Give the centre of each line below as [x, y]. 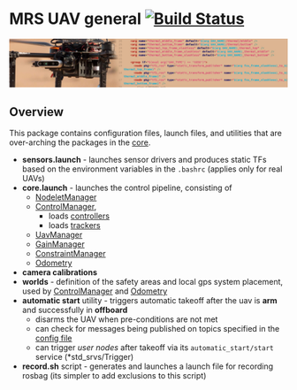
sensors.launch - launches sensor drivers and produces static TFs [144, 160]
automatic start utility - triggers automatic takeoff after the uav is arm [149, 301]
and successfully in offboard [75, 310]
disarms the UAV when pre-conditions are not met [126, 319]
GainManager [60, 244]
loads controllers [79, 216]
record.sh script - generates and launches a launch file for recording [148, 366]
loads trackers [74, 226]
